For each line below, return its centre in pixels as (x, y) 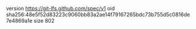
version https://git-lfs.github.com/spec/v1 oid (61, 8)
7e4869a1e (19, 21)
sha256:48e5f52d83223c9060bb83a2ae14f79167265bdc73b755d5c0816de (98, 14)
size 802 (44, 21)
